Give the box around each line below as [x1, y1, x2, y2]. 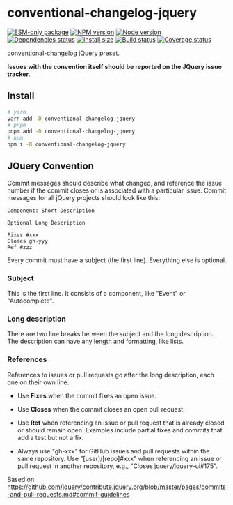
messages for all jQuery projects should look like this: [7, 193, 161, 202]
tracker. [7, 70, 31, 78]
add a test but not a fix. [17, 433, 84, 442]
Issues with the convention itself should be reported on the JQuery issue [7, 62, 223, 70]
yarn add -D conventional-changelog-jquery [7, 115, 136, 122]
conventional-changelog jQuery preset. [7, 49, 120, 57]
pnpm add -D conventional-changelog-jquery [7, 128, 136, 135]
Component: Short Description [7, 207, 95, 214]
